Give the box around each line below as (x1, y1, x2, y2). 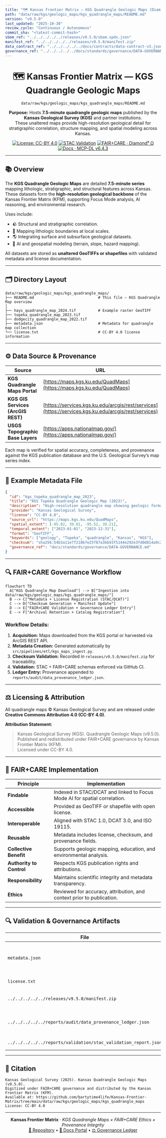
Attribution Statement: (5, 721, 53, 727)
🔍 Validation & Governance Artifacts (5, 917, 120, 926)
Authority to (7, 859, 37, 866)
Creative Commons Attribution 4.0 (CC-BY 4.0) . (5, 712, 106, 717)
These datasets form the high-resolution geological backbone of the (5, 191, 147, 197)
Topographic (7, 428, 39, 435)
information (5, 334, 30, 339)
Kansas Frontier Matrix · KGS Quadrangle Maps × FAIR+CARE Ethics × (10, 1117, 156, 1123)
